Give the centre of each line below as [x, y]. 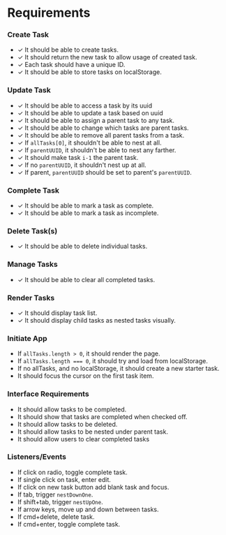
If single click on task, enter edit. [64, 479]
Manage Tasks [32, 265]
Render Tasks [31, 298]
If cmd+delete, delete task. [56, 516]
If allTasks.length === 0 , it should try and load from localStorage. [112, 361]
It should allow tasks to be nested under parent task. [93, 432]
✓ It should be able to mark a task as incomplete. [88, 213]
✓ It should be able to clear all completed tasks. [86, 279]
